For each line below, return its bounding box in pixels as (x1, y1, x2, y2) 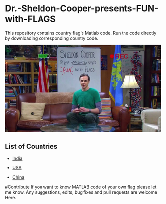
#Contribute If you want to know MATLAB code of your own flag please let (5, 184, 157, 190)
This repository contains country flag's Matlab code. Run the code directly (5, 30, 157, 36)
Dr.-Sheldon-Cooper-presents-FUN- (5, 3, 159, 14)
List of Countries (5, 142, 58, 151)
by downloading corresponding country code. (5, 35, 99, 41)
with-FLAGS (5, 13, 56, 25)
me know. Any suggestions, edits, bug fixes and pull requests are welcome (5, 189, 157, 195)
